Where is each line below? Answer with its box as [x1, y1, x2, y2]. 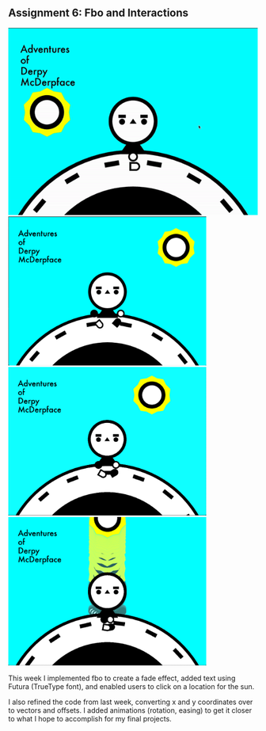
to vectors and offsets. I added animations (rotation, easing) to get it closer [8, 706, 252, 715]
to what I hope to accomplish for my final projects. [8, 714, 172, 724]
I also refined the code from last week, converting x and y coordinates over [8, 697, 253, 707]
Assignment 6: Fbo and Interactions [8, 6, 188, 20]
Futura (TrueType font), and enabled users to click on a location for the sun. [8, 682, 255, 691]
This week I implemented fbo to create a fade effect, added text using [8, 673, 236, 683]
